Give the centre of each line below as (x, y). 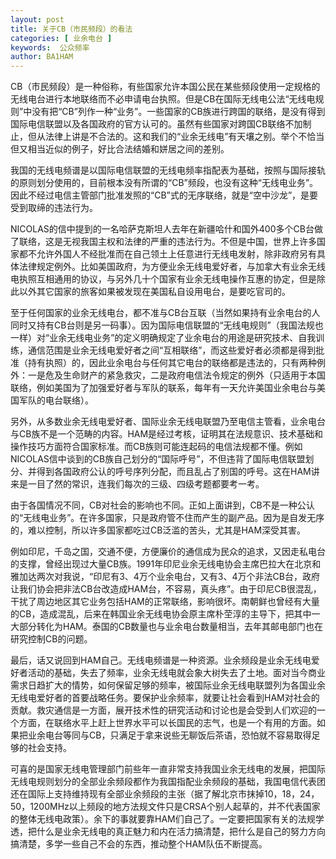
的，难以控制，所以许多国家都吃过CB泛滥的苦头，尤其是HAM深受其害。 (158, 530)
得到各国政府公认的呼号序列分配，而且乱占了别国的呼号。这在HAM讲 (178, 472)
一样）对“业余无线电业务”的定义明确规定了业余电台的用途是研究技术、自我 (163, 338)
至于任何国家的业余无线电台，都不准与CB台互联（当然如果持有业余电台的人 (165, 313)
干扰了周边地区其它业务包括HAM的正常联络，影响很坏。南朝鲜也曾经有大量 (165, 602)
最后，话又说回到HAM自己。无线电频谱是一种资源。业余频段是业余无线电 (161, 660)
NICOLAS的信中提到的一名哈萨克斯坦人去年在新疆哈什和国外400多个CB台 (162, 229)
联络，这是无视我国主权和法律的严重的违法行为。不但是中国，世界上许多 (167, 242)
